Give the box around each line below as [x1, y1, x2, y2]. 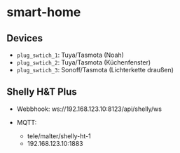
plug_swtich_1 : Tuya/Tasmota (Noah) [16, 51, 124, 59]
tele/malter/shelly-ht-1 [27, 131, 92, 140]
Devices [6, 32, 43, 44]
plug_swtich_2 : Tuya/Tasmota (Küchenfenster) [16, 58, 151, 67]
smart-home [6, 4, 81, 20]
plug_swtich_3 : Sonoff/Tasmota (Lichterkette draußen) [16, 66, 174, 74]
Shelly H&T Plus [6, 86, 78, 98]
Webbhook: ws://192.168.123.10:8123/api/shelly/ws [16, 105, 162, 113]
